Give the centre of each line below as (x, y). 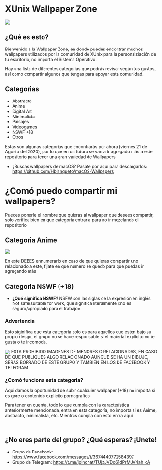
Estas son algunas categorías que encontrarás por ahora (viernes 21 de (76, 146)
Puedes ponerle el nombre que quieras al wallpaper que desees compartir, (79, 215)
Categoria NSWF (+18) (39, 287)
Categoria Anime (31, 240)
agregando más (21, 271)
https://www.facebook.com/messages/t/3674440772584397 (73, 457)
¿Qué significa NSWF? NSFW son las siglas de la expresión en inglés (81, 298)
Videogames (25, 127)
